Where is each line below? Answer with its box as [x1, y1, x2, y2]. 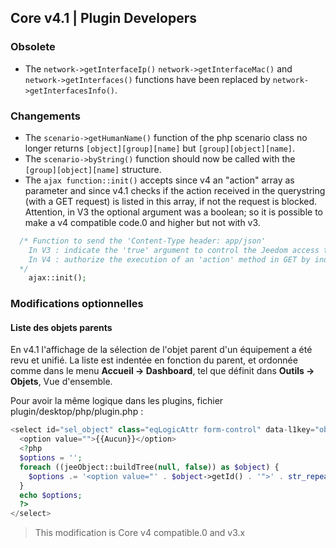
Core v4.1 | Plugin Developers [10, 10, 197, 27]
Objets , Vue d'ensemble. [10, 376, 113, 388]
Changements [10, 109, 81, 123]
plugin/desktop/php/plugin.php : [10, 406, 144, 418]
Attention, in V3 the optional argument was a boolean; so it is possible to [24, 206, 323, 218]
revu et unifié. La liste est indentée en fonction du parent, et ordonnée [10, 354, 298, 366]
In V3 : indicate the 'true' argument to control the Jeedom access [28, 245, 320, 255]
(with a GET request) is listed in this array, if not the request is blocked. [24, 195, 318, 207]
